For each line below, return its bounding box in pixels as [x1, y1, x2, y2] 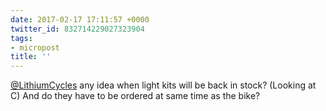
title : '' [10, 52, 52, 62]
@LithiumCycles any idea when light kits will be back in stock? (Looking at [10, 79, 317, 91]
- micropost [10, 42, 60, 53]
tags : [10, 33, 33, 43]
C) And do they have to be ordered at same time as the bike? [10, 90, 261, 102]
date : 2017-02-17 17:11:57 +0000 [10, 14, 150, 25]
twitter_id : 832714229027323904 [10, 24, 145, 34]
